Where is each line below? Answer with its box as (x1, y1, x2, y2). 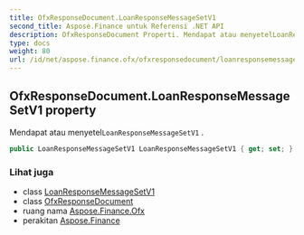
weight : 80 (9, 47, 51, 56)
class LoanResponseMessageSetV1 (22, 186, 156, 197)
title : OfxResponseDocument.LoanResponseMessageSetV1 (9, 13, 217, 23)
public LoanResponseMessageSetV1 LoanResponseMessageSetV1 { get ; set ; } (9, 144, 294, 154)
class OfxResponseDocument (22, 195, 134, 206)
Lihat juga (9, 165, 54, 178)
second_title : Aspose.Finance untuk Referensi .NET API (9, 22, 224, 31)
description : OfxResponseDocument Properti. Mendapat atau (9, 30, 237, 39)
